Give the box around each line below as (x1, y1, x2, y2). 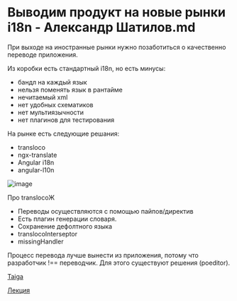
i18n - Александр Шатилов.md (7, 19, 196, 35)
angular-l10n (17, 165, 55, 174)
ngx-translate (17, 150, 57, 159)
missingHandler (17, 237, 64, 246)
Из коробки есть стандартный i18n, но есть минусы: (7, 64, 166, 72)
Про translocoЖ (7, 193, 55, 202)
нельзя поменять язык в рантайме (17, 85, 123, 94)
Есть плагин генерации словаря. (17, 214, 117, 223)
